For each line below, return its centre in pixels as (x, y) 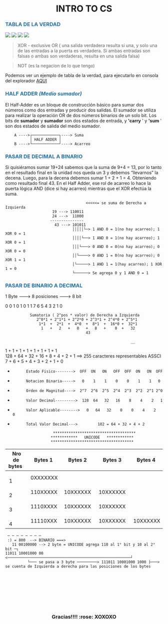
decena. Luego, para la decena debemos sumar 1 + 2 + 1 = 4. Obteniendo (81, 178)
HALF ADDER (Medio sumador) (44, 94)
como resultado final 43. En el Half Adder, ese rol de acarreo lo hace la (78, 183)
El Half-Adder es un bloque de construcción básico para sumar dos (74, 104)
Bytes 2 (77, 460)
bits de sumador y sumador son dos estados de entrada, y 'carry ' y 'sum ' (83, 120)
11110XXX (44, 521)
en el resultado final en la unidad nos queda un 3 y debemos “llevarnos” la (82, 172)
